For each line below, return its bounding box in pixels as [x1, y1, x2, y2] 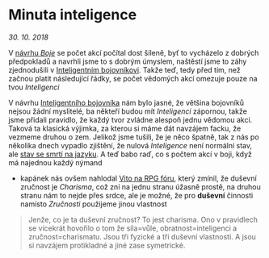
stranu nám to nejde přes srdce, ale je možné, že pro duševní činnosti [19, 190, 254, 200]
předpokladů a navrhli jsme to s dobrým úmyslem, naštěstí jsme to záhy [8, 56, 247, 66]
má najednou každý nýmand [8, 157, 103, 167]
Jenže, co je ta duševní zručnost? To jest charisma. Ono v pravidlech [27, 214, 258, 224]
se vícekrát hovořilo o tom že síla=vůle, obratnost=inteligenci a [27, 223, 237, 233]
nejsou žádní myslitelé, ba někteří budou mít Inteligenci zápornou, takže [8, 106, 248, 116]
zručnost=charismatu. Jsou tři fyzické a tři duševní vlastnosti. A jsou [27, 231, 257, 241]
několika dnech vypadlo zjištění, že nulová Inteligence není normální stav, [8, 140, 253, 150]
